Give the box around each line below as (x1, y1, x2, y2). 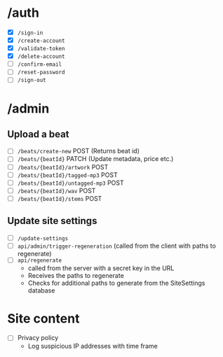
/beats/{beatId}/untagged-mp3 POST (17, 178, 124, 187)
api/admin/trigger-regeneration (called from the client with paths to (17, 241, 216, 250)
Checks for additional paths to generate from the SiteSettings (27, 279, 205, 287)
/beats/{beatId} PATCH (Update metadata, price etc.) (17, 155, 174, 163)
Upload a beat (7, 128, 69, 140)
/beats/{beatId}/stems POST (17, 194, 102, 202)
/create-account (17, 37, 65, 44)
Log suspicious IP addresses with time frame (27, 342, 158, 350)
